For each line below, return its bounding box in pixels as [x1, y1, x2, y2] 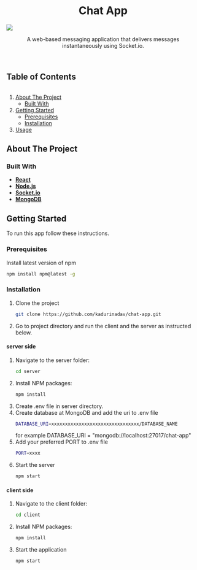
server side [6, 343, 36, 350]
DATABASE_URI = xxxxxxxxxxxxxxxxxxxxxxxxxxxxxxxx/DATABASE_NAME [15, 421, 178, 427]
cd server [15, 368, 41, 374]
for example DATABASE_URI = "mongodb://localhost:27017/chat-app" [15, 432, 191, 439]
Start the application [15, 546, 67, 553]
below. [15, 329, 33, 336]
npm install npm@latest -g [6, 271, 75, 277]
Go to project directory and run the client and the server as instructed [15, 322, 191, 329]
